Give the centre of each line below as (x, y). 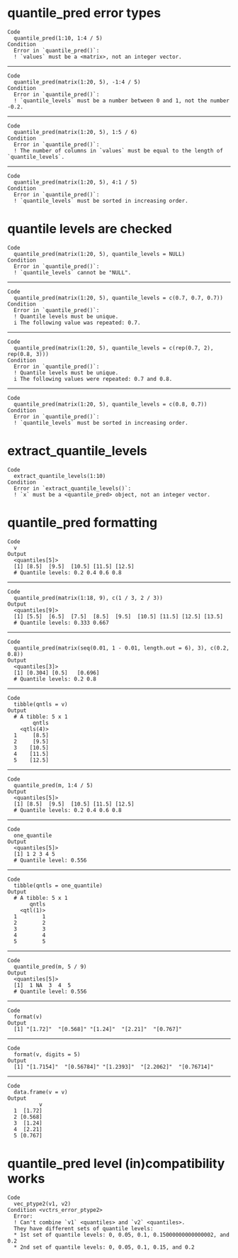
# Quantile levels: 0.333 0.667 (62, 623)
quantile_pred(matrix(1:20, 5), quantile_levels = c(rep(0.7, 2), (114, 348)
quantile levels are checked (90, 229)
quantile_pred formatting (83, 523)
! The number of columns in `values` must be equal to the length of (118, 150)
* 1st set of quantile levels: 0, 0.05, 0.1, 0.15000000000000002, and (122, 1235)
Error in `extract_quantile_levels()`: (73, 488)
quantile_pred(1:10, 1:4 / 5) (58, 38)
